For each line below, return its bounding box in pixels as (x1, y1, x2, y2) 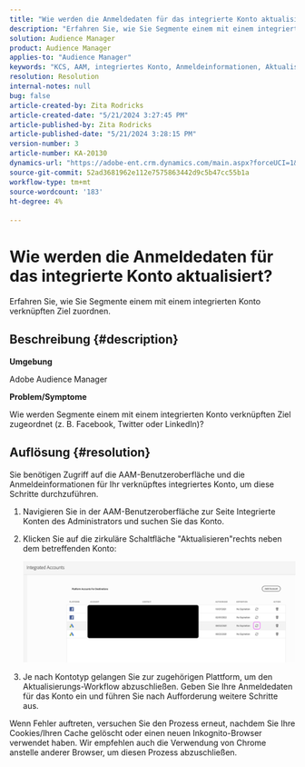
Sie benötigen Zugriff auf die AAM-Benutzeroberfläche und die (9, 469, 245, 480)
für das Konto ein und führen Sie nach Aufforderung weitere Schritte (22, 691, 279, 702)
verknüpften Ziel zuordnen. (9, 305, 112, 317)
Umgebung (9, 355, 53, 367)
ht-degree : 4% (9, 196, 64, 206)
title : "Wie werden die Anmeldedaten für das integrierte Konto (9, 15, 258, 24)
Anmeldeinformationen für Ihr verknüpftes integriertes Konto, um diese (9, 478, 275, 490)
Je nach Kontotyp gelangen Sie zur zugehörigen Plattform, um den (22, 671, 273, 682)
